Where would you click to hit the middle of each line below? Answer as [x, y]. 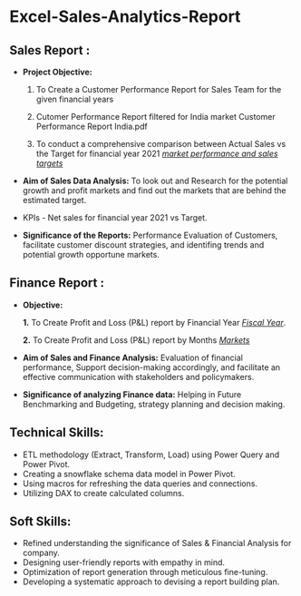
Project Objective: [57, 72]
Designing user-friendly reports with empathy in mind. [123, 562]
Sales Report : [50, 50]
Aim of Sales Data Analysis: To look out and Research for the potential [155, 181]
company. [41, 553]
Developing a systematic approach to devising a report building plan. [151, 581]
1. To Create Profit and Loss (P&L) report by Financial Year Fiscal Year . [154, 322]
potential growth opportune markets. [91, 254]
